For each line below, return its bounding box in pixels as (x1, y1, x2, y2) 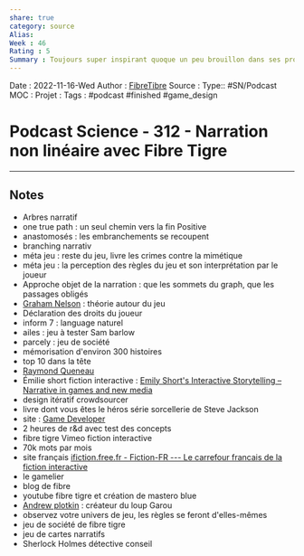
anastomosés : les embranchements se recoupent (22, 231, 210, 241)
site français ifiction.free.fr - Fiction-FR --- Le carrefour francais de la (22, 451, 283, 462)
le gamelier (22, 471, 65, 482)
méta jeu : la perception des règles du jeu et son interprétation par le (22, 259, 279, 270)
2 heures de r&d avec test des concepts (22, 422, 172, 434)
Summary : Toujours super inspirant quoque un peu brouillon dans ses (9, 55, 281, 64)
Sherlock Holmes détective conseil (22, 538, 153, 549)
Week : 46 (9, 38, 47, 48)
